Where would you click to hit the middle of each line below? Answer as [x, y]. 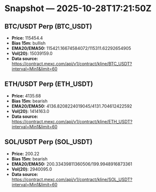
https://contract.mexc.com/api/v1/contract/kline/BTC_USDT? [72, 64]
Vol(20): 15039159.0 [32, 53]
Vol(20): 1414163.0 [30, 111]
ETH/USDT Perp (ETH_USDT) [49, 84]
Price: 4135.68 [26, 96]
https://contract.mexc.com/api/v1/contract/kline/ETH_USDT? [72, 121]
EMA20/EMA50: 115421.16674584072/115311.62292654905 [71, 48]
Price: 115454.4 [27, 38]
